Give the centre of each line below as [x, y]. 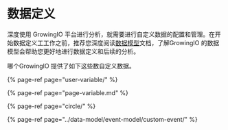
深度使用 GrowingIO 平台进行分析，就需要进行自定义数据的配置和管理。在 [111, 34]
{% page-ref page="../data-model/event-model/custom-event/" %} [102, 119]
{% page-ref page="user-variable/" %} [62, 79]
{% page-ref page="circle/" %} [52, 106]
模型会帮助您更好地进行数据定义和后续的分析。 [73, 51]
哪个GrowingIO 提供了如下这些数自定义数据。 [71, 66]
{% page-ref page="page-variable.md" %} [68, 92]
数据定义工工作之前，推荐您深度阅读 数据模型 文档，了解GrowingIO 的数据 [116, 42]
